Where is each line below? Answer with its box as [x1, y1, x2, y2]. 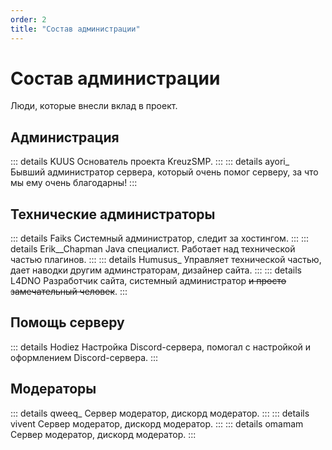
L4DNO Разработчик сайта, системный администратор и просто [10, 275, 287, 287]
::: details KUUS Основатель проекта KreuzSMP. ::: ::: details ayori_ [10, 156, 290, 168]
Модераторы [10, 381, 97, 398]
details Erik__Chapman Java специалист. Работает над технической [10, 243, 296, 255]
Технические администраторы [10, 206, 216, 223]
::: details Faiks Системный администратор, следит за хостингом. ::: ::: [10, 232, 310, 245]
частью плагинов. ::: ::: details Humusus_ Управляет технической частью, [10, 254, 322, 266]
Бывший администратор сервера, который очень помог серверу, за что [10, 166, 319, 178]
